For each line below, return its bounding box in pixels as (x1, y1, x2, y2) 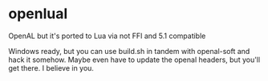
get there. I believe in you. (8, 63, 95, 72)
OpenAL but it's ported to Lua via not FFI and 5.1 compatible (8, 31, 206, 40)
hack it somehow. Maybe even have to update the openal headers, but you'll (8, 55, 261, 64)
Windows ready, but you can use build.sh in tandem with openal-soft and (8, 46, 250, 56)
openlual (8, 5, 68, 23)
